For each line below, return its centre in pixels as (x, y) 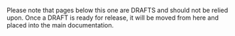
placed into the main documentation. (60, 25)
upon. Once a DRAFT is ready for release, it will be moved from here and (113, 18)
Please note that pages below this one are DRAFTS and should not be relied (117, 10)
